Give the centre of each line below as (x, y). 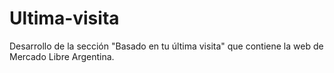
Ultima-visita (64, 18)
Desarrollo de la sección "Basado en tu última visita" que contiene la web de (166, 46)
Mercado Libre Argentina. (62, 56)
